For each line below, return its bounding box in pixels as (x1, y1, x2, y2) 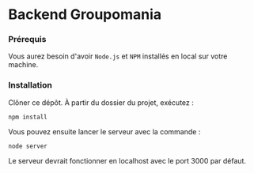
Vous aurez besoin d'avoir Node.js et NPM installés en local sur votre (8, 51, 228, 61)
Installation (8, 80, 53, 91)
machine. (8, 60, 39, 70)
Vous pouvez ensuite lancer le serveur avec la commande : (8, 126, 201, 136)
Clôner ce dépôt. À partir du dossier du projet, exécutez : (8, 97, 194, 107)
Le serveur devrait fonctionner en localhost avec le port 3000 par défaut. (8, 156, 247, 165)
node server (8, 142, 47, 150)
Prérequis (8, 34, 47, 45)
